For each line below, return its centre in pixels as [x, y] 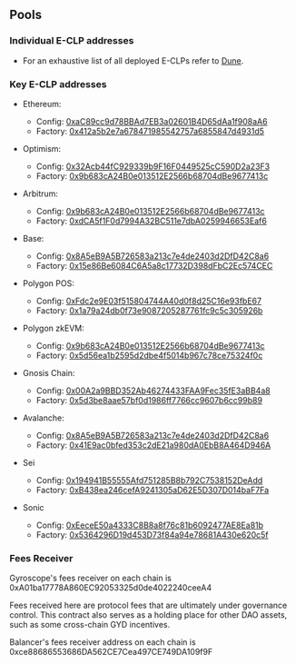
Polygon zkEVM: [53, 328]
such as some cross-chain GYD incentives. [90, 625]
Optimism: [42, 148]
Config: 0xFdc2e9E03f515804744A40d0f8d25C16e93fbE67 [148, 301]
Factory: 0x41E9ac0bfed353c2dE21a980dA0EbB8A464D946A [153, 445]
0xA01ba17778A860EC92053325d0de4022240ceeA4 [110, 588]
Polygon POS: [48, 283]
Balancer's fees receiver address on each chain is [103, 642]
